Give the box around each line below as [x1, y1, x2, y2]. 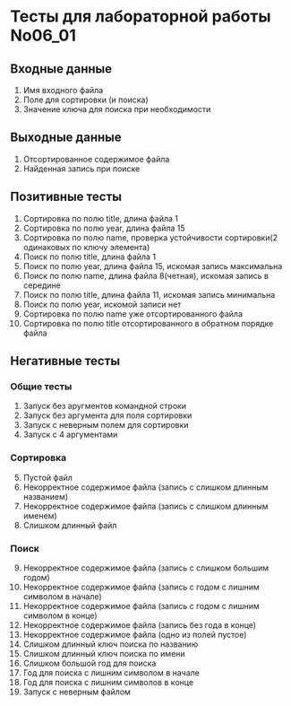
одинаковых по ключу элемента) [22, 241, 150, 252]
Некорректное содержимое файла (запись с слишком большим [22, 562, 270, 573]
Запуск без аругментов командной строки [22, 401, 187, 412]
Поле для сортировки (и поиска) [22, 94, 149, 105]
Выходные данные [10, 130, 122, 145]
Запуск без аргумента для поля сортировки [22, 410, 193, 421]
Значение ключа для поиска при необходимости [22, 104, 211, 114]
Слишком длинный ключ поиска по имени [22, 648, 186, 658]
